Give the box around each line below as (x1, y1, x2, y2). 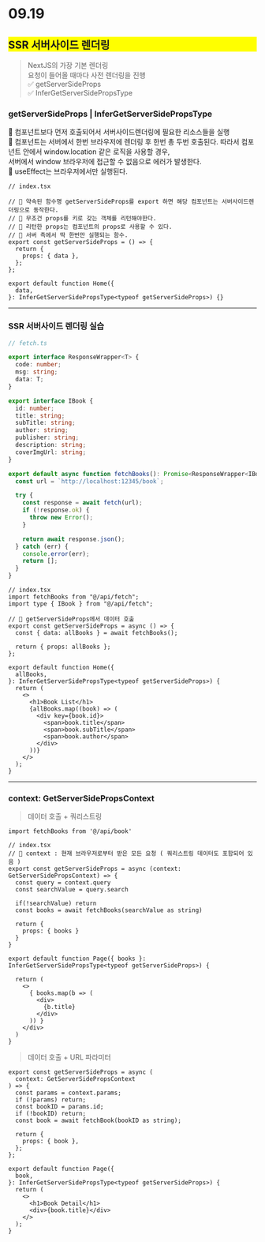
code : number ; (15, 361, 62, 369)
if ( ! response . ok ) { (22, 506, 90, 514)
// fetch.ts (8, 339, 47, 347)
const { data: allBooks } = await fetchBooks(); (15, 629, 178, 637)
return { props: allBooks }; (15, 643, 111, 651)
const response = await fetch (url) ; (22, 499, 144, 507)
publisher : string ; (15, 433, 80, 442)
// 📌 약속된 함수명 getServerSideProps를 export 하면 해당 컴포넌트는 (8, 198, 218, 206)
